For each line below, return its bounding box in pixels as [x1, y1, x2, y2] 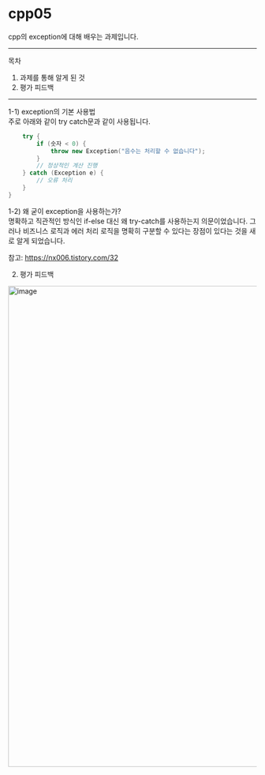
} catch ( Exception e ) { [22, 169, 104, 178]
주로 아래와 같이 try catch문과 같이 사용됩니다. [8, 116, 151, 126]
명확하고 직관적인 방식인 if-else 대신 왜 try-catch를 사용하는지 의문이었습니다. [8, 216, 248, 226]
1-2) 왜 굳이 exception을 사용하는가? [8, 206, 121, 215]
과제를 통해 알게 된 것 [19, 73, 85, 82]
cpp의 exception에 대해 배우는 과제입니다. [8, 32, 140, 41]
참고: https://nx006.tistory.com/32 [8, 253, 118, 262]
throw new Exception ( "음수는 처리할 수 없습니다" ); [50, 147, 206, 155]
